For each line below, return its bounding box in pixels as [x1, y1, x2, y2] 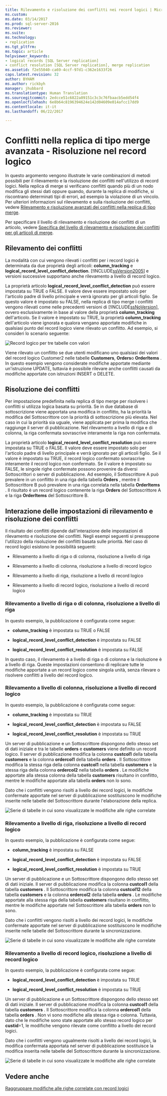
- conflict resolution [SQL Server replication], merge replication [5, 63, 150, 68]
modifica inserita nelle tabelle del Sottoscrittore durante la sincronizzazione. [5, 1048, 161, 1054]
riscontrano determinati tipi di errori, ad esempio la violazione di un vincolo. [5, 194, 160, 199]
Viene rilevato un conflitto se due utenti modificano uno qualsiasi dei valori [5, 349, 158, 356]
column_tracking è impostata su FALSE [12, 847, 94, 853]
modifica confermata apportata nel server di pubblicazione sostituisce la [5, 1043, 154, 1049]
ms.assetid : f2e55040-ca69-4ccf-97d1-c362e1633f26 [5, 68, 112, 73]
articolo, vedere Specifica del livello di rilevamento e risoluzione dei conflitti [5, 224, 160, 230]
